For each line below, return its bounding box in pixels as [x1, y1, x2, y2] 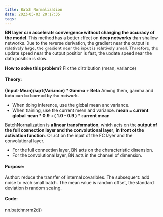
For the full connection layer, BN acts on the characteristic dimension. [12, 147, 154, 153]
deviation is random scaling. [5, 185, 62, 191]
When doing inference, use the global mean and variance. [12, 102, 130, 108]
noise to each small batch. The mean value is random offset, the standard [5, 179, 154, 185]
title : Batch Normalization [5, 7, 63, 12]
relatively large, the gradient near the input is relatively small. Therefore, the [5, 45, 159, 51]
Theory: [5, 76, 22, 82]
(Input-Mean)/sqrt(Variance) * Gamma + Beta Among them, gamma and [5, 87, 154, 93]
